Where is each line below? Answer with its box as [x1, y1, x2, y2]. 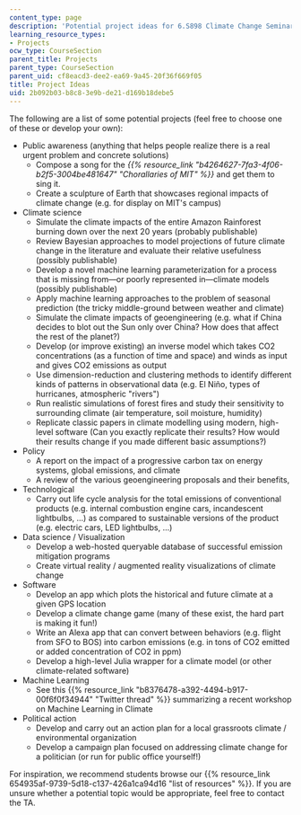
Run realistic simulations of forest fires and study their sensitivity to [35, 397, 285, 409]
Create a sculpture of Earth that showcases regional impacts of [35, 188, 269, 199]
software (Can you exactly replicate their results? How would [55, 426, 280, 437]
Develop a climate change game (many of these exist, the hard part [35, 607, 285, 618]
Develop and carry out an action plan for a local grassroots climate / [35, 722, 287, 733]
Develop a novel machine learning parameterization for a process [35, 264, 278, 275]
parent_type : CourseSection [9, 64, 115, 73]
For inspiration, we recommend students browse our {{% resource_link [9, 768, 271, 779]
